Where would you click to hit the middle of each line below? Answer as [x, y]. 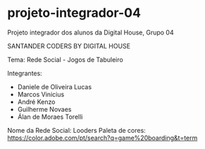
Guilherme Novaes [44, 109]
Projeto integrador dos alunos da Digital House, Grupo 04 [91, 32]
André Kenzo [36, 102]
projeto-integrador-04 [74, 13]
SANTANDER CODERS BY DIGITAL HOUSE [69, 46]
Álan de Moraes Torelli [50, 117]
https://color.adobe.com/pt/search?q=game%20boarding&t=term [103, 138]
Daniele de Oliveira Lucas [55, 86]
